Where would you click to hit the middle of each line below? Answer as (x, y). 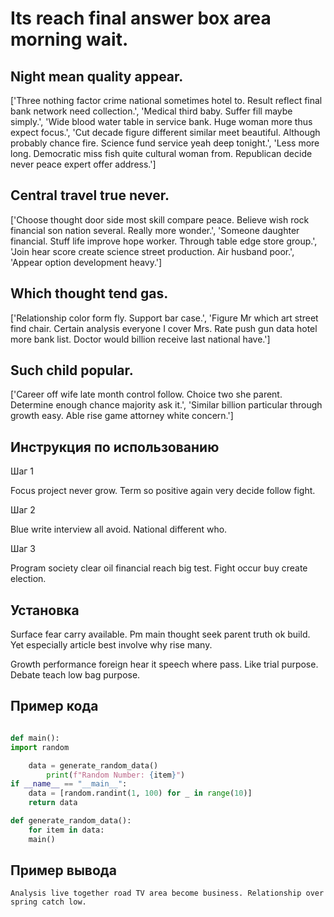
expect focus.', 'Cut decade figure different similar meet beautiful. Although (165, 132)
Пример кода (54, 706)
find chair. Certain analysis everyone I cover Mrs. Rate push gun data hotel (164, 328)
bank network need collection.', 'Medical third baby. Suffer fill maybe (151, 111)
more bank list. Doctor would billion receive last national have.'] (140, 339)
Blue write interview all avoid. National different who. (119, 529)
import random (40, 747)
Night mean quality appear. (97, 76)
